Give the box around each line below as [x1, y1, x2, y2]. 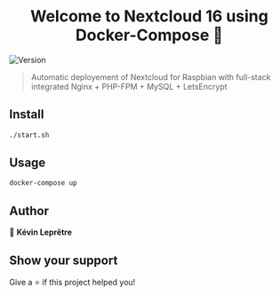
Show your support [9, 252, 118, 268]
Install [9, 107, 44, 122]
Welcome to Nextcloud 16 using [30, 6, 268, 27]
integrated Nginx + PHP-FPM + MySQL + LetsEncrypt [30, 81, 228, 92]
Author [9, 203, 49, 219]
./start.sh [9, 131, 50, 140]
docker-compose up [9, 179, 77, 188]
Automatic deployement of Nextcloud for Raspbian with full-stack [30, 71, 271, 82]
